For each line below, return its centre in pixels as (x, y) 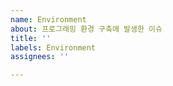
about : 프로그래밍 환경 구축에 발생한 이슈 (86, 29)
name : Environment (48, 19)
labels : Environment (53, 47)
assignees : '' (40, 57)
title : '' (31, 38)
